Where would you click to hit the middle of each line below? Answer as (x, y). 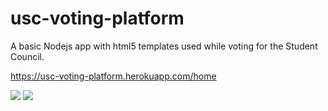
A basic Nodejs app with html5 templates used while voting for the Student (164, 46)
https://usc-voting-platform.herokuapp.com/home (113, 76)
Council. (27, 56)
